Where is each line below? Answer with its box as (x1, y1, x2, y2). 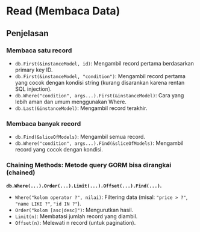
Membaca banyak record (6, 119, 81, 127)
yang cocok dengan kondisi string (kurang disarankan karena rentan (14, 79, 185, 86)
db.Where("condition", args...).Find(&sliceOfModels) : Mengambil (14, 139, 184, 147)
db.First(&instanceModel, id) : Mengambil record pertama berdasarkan (14, 60, 195, 67)
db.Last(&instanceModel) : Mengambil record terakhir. (14, 104, 148, 112)
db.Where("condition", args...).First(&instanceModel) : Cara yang (14, 91, 184, 99)
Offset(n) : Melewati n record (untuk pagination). (14, 219, 136, 227)
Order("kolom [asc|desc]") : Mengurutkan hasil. (14, 206, 134, 214)
